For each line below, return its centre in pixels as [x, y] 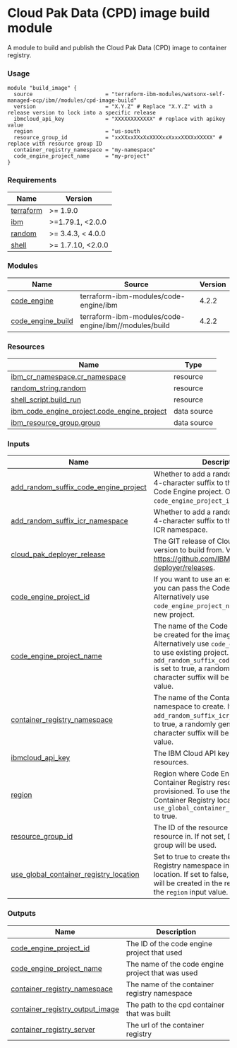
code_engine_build [42, 321]
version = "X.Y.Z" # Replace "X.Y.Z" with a [113, 107]
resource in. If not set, [190, 837]
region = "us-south [77, 132]
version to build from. [189, 550]
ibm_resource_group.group [56, 423]
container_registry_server [53, 1029]
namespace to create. [189, 706]
